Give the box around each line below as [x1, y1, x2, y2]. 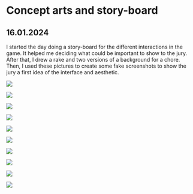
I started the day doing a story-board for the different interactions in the [6, 43, 183, 50]
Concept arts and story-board [6, 4, 158, 17]
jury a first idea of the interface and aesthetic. [6, 69, 119, 75]
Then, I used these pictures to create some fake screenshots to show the [6, 62, 187, 69]
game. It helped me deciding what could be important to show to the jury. [6, 50, 188, 57]
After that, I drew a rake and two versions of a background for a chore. [6, 56, 180, 63]
